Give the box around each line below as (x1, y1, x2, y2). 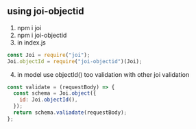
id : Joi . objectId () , (19, 96, 78, 104)
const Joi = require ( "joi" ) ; (7, 51, 90, 58)
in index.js (16, 38, 46, 47)
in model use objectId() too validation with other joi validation (16, 70, 190, 78)
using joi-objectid (7, 5, 84, 17)
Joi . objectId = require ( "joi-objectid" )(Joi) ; (7, 58, 143, 64)
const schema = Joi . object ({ (13, 90, 97, 97)
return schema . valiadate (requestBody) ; (13, 109, 127, 116)
